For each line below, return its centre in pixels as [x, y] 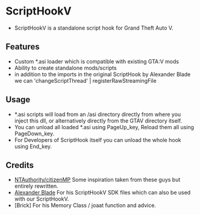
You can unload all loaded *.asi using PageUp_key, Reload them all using [104, 127]
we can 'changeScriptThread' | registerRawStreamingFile [86, 80]
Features [23, 47]
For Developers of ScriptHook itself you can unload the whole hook [98, 140]
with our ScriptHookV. [42, 199]
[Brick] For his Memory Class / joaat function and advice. [85, 205]
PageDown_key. [34, 133]
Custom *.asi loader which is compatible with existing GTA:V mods [96, 61]
